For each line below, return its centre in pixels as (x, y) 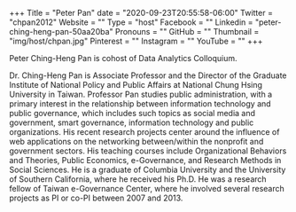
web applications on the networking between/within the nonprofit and (136, 141)
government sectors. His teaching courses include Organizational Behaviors (148, 151)
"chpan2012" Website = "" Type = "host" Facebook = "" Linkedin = (131, 22)
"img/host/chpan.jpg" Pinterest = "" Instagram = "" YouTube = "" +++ (136, 41)
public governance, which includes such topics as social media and (132, 113)
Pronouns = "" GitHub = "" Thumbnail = (187, 31)
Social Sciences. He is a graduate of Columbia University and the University (148, 169)
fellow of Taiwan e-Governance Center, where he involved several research (147, 188)
